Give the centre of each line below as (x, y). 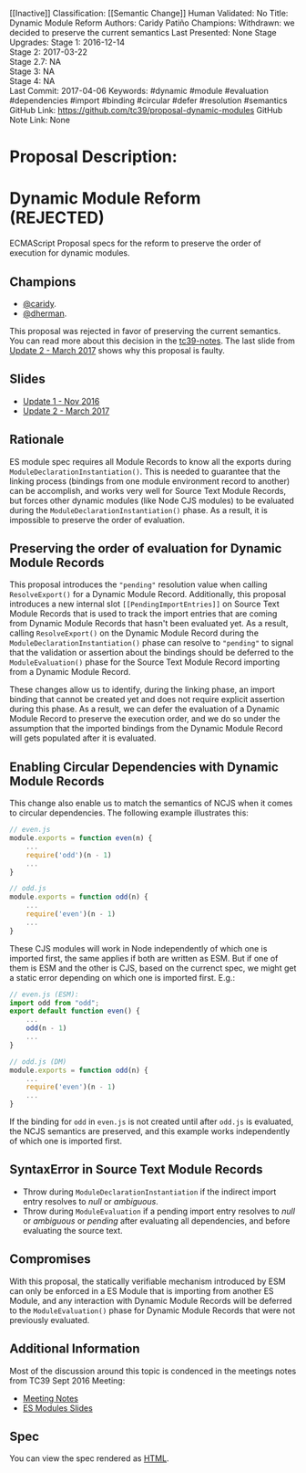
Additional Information (75, 1349)
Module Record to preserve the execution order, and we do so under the (145, 719)
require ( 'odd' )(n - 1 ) (69, 855)
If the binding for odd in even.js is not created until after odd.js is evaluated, (152, 1121)
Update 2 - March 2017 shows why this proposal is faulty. (117, 350)
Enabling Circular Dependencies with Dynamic (144, 767)
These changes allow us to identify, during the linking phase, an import (143, 689)
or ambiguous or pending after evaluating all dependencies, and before (156, 1220)
